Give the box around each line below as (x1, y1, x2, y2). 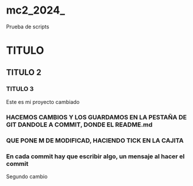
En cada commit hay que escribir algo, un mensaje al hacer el (6, 152, 185, 160)
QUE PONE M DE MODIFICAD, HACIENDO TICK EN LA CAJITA (6, 136, 184, 145)
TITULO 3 (6, 85, 34, 93)
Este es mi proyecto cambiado (6, 98, 80, 105)
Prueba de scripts (6, 23, 50, 30)
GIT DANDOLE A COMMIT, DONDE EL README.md (6, 120, 153, 129)
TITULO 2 (6, 67, 41, 77)
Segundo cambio (6, 172, 48, 180)
